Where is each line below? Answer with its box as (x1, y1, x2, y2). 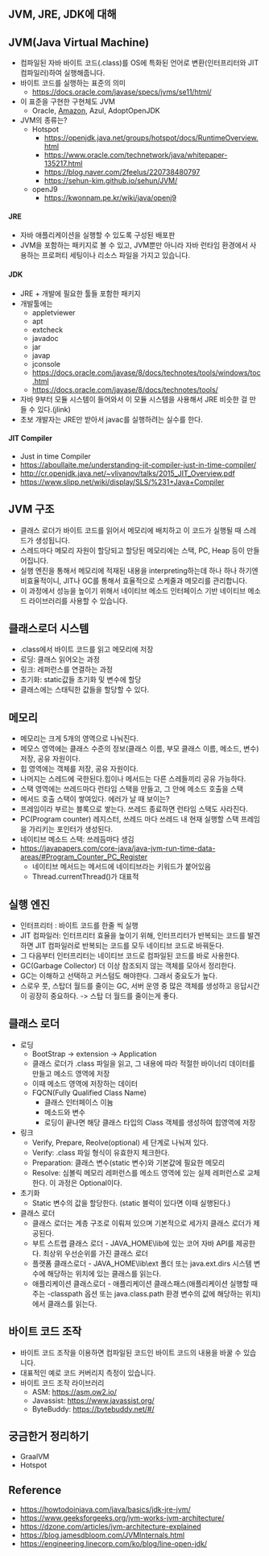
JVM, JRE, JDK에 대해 (8, 7, 117, 22)
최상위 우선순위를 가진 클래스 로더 (43, 1248, 149, 1258)
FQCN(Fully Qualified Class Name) (31, 1088, 147, 1097)
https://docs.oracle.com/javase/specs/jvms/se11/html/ (31, 87, 212, 97)
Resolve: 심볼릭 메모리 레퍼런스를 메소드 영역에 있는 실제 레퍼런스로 (31, 1167, 246, 1177)
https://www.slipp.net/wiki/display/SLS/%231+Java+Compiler (19, 476, 225, 486)
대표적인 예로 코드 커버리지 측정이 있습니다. (19, 1367, 156, 1377)
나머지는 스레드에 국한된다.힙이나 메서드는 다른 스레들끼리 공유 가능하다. (19, 774, 246, 784)
